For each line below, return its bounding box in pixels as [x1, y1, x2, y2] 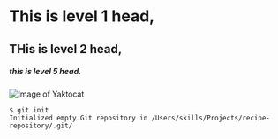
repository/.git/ [9, 121, 73, 130]
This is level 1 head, [9, 6, 155, 27]
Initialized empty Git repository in [9, 113, 148, 122]
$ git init [9, 105, 49, 114]
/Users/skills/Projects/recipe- [151, 113, 271, 122]
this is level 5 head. [9, 66, 82, 77]
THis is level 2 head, [9, 42, 123, 57]
